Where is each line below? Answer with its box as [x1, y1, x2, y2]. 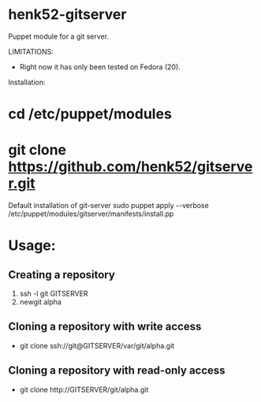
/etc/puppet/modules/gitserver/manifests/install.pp [8, 209, 174, 218]
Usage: [8, 236, 57, 255]
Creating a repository [8, 268, 116, 281]
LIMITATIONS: [8, 47, 54, 56]
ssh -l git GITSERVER [19, 289, 88, 299]
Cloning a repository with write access [8, 320, 202, 333]
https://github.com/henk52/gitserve [8, 158, 253, 176]
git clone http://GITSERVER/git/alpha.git [19, 385, 149, 394]
